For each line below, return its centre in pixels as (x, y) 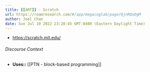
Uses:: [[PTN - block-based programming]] (57, 65)
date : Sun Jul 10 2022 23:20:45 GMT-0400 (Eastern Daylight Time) (75, 24)
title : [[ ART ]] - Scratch (32, 10)
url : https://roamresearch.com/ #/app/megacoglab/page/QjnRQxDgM (73, 14)
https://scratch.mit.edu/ (37, 38)
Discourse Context (24, 49)
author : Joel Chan (24, 19)
